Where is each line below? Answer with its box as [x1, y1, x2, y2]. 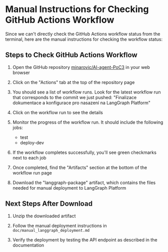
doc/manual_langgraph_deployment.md [12, 228, 90, 233]
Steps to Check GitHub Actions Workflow [5, 51, 138, 59]
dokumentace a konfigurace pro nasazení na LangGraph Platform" [12, 100, 151, 106]
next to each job [12, 154, 46, 160]
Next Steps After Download [5, 200, 93, 208]
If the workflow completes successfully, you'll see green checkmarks [12, 149, 157, 155]
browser [12, 69, 30, 75]
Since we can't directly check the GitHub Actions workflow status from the [5, 31, 160, 37]
